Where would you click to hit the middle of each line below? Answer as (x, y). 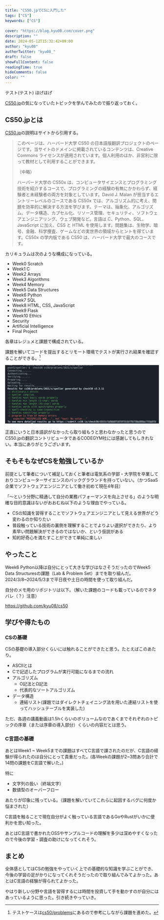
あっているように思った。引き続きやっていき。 (52, 897)
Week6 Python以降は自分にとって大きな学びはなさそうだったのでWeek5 (78, 567)
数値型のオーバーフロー (36, 790)
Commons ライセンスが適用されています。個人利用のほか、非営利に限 (87, 155)
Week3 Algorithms (31, 279)
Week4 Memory (28, 284)
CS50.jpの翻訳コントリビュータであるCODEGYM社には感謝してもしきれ (77, 438)
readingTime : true (24, 67)
